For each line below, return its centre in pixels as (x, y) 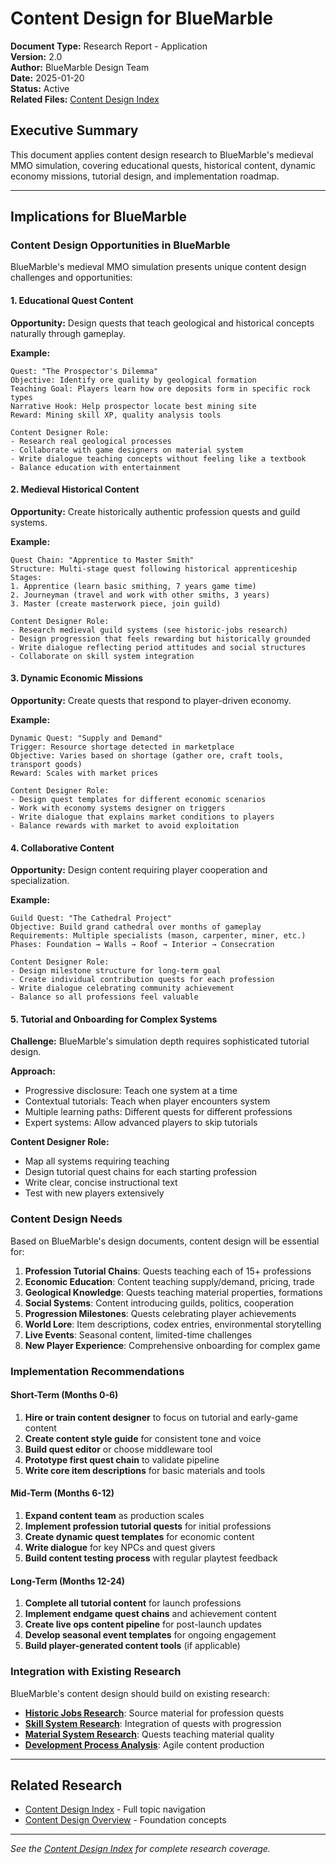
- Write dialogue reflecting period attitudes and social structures (158, 647)
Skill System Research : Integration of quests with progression (153, 1723)
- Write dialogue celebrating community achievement (122, 988)
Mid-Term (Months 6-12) (62, 1493)
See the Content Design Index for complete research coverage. (140, 1849)
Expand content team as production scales (114, 1516)
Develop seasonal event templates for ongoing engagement (150, 1635)
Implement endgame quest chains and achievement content (150, 1614)
